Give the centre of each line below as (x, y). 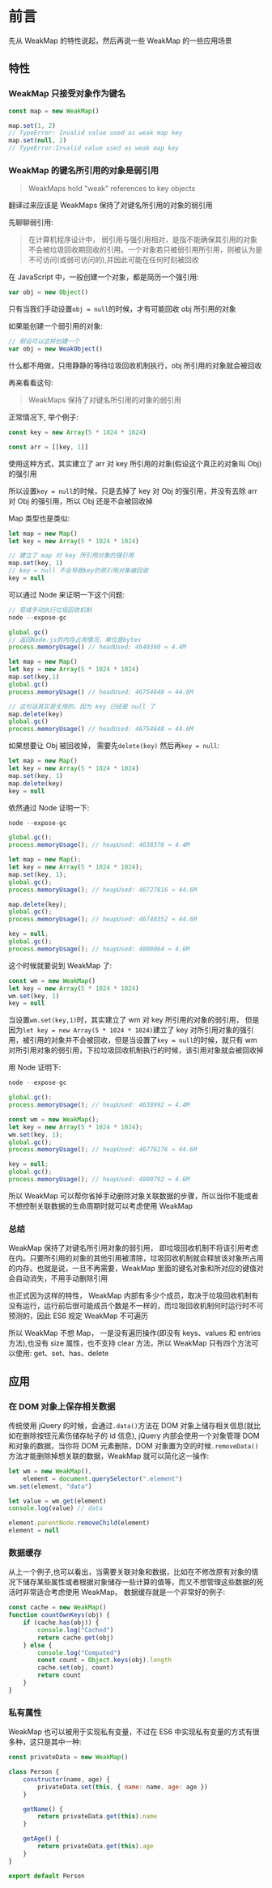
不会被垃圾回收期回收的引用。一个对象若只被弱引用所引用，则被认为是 (145, 250)
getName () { (43, 1809)
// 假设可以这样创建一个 (44, 342)
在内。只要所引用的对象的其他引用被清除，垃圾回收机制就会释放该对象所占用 (136, 1258)
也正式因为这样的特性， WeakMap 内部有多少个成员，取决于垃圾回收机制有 (134, 1295)
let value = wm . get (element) (57, 1501)
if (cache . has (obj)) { (61, 1623)
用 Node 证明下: (35, 1067)
